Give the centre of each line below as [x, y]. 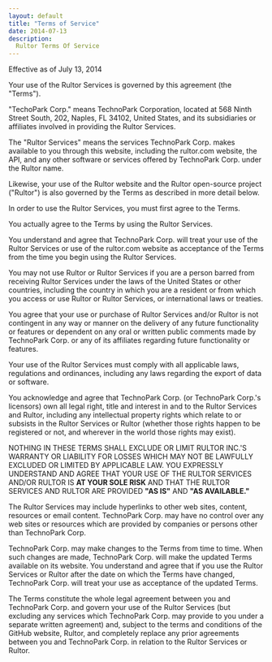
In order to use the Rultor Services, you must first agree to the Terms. [125, 209]
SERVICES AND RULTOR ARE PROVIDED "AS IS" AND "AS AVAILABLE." [129, 491]
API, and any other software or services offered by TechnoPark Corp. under [135, 160]
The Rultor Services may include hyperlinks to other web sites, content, [128, 507]
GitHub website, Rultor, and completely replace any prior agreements [124, 634]
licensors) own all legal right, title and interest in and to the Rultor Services [133, 406]
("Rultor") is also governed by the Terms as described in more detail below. [134, 193]
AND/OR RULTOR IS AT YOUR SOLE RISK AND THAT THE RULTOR [119, 482]
